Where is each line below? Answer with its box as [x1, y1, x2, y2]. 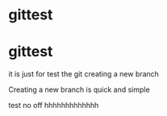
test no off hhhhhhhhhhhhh [8, 101, 99, 110]
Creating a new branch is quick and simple [8, 85, 151, 94]
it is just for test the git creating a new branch [8, 69, 160, 79]
